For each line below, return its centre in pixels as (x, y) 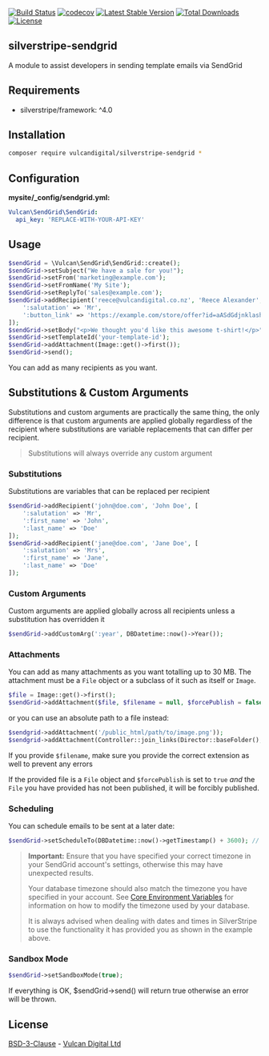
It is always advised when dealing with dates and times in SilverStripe (143, 921)
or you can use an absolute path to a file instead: (89, 718)
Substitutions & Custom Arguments (99, 393)
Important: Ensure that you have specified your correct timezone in (139, 856)
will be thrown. (33, 999)
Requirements (44, 91)
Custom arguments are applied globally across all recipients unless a (122, 611)
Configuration (44, 178)
